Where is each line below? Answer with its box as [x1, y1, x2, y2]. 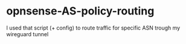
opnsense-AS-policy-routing [6, 4, 155, 18]
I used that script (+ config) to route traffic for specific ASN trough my [6, 24, 181, 31]
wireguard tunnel [6, 30, 49, 37]
